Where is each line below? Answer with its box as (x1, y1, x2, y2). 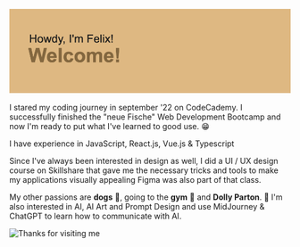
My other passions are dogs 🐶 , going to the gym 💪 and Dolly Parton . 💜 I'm (9, 192, 283, 202)
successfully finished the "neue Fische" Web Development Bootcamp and (9, 111, 281, 122)
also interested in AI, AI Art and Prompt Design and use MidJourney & (9, 202, 265, 212)
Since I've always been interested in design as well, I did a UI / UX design (9, 156, 279, 167)
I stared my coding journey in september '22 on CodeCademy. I (9, 103, 243, 113)
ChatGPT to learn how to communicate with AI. (9, 210, 182, 222)
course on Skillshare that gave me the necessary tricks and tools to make (9, 165, 279, 176)
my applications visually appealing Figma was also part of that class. (9, 175, 262, 185)
